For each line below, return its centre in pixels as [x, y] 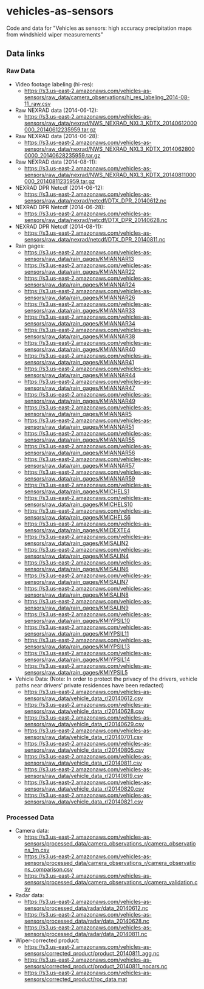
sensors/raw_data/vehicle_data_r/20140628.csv [84, 711]
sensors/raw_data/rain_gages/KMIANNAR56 [80, 453]
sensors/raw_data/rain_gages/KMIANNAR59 [80, 478]
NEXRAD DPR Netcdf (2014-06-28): [60, 207]
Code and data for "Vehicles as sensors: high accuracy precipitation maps [99, 28]
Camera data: [32, 830]
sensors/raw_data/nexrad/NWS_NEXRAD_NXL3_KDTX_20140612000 [110, 123]
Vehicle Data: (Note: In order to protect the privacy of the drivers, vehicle [106, 679]
